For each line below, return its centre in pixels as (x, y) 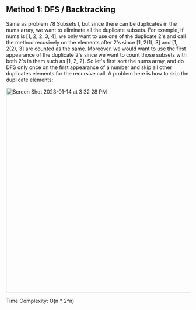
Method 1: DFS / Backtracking (61, 10)
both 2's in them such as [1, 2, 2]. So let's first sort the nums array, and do (95, 61)
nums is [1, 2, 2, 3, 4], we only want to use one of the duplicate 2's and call (96, 36)
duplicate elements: (30, 80)
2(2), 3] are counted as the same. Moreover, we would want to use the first (96, 49)
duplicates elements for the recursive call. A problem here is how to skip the (97, 73)
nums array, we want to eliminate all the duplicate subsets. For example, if (95, 30)
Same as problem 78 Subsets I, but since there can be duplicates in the (92, 23)
